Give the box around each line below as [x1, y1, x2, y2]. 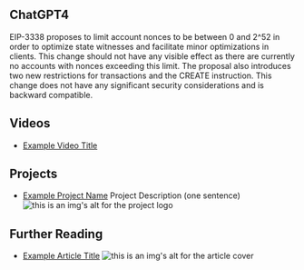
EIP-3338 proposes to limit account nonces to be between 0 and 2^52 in [9, 31, 280, 42]
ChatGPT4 [9, 7, 70, 23]
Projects [9, 166, 58, 182]
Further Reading [9, 226, 103, 242]
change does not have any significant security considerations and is [9, 79, 265, 90]
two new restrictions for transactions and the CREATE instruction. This [9, 70, 272, 81]
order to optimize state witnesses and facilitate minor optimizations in [9, 41, 270, 52]
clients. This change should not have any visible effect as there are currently [9, 50, 295, 62]
